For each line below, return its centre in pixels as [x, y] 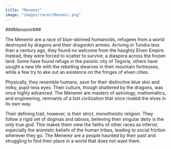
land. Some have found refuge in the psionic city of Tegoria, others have [81, 61]
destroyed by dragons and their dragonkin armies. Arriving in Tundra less [82, 45]
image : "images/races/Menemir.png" [43, 15]
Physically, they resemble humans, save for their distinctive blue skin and [82, 82]
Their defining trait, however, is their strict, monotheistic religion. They [79, 114]
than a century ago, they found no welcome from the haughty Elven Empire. [85, 50]
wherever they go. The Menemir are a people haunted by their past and [81, 135]
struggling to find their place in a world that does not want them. [73, 141]
